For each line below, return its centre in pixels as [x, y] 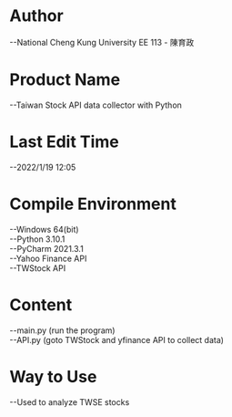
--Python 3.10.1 [37, 239]
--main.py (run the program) [62, 330]
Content [41, 304]
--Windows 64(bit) [44, 229]
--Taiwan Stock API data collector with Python [96, 105]
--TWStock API [38, 268]
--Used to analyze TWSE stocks [70, 401]
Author [36, 16]
